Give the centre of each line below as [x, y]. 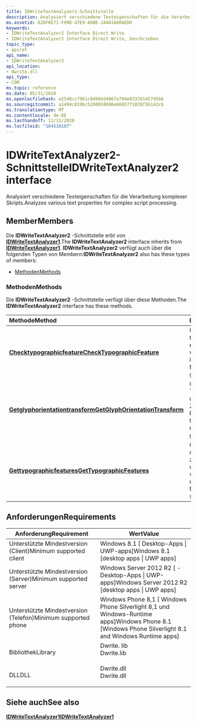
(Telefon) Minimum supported [49, 617]
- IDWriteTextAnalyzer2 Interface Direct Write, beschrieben [82, 39]
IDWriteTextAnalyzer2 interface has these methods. [69, 306]
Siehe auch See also [43, 703]
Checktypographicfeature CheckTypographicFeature [84, 352]
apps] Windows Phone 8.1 [136, 621]
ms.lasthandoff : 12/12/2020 [40, 121]
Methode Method [33, 321]
